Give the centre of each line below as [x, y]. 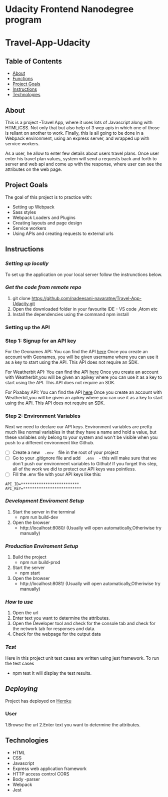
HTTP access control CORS [41, 774]
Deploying [21, 689]
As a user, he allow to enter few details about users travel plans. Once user [82, 153]
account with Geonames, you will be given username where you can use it [82, 357]
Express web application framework [49, 768]
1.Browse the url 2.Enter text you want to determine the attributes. [73, 724]
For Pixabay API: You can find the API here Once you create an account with [84, 392]
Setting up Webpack [33, 207]
